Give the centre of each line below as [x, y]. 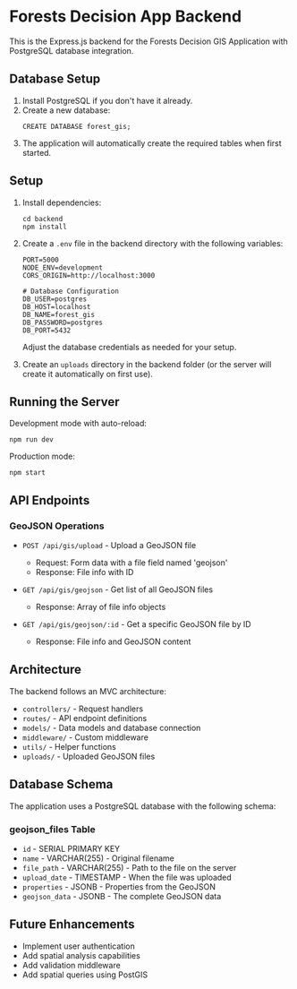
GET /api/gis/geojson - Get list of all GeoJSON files [117, 589]
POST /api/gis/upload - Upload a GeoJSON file [109, 546]
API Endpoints [50, 500]
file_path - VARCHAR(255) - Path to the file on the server [129, 867]
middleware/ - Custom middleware [85, 737]
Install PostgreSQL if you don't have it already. [107, 100]
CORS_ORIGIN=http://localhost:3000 [89, 275]
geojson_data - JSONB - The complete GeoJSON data [122, 896]
